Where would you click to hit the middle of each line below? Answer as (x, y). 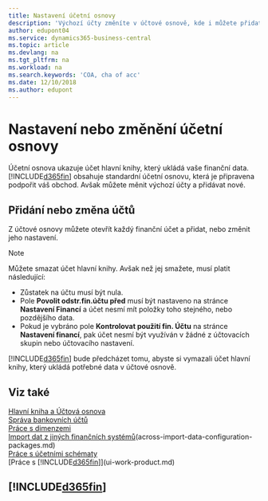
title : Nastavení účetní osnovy (62, 16)
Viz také (29, 392)
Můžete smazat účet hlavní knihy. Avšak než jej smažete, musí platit (119, 268)
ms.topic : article (39, 45)
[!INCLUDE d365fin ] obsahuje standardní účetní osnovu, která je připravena (132, 177)
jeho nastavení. (33, 238)
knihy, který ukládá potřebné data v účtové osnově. (93, 367)
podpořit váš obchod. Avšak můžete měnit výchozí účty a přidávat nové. (127, 185)
